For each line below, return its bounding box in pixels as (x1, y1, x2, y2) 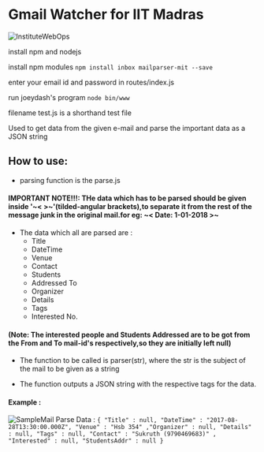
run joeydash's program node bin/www (8, 92, 130, 102)
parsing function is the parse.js (19, 175, 121, 185)
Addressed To (31, 278, 77, 287)
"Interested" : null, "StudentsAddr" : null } (8, 437, 164, 445)
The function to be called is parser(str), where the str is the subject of (19, 356, 246, 365)
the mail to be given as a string (19, 364, 120, 374)
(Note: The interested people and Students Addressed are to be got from (8, 330, 251, 339)
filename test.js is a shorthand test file (8, 108, 132, 118)
